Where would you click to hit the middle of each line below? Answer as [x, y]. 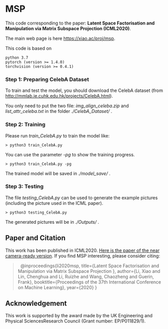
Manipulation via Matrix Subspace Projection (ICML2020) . [68, 28]
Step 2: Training [25, 125]
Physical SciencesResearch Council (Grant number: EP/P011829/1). [76, 321]
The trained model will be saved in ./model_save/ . [58, 173]
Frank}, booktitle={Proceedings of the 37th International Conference [89, 282]
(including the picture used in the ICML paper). [54, 203]
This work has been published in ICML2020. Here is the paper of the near [82, 250]
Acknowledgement [36, 304]
